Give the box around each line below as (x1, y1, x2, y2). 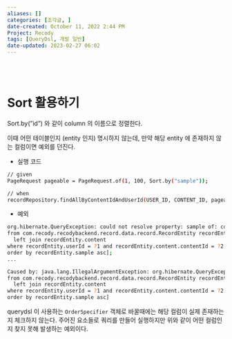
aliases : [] (7, 10, 41, 17)
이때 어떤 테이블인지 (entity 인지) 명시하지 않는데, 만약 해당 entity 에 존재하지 (7, 134, 215, 142)
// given (7, 171, 32, 178)
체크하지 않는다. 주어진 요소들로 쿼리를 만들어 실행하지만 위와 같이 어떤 (14, 316, 204, 324)
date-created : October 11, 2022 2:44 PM (7, 23, 126, 30)
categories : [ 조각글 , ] (7, 17, 71, 24)
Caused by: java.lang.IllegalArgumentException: (7, 268, 150, 275)
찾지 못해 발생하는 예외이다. (14, 324, 88, 333)
